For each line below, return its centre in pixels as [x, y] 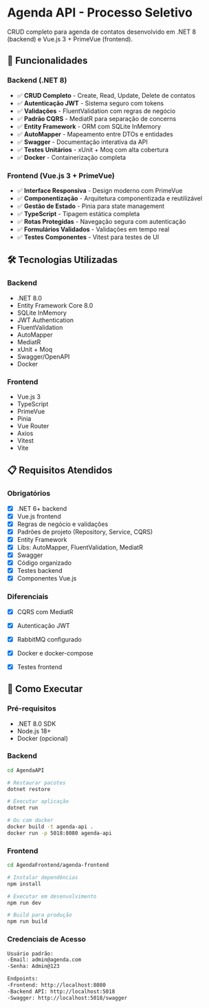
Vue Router [33, 426]
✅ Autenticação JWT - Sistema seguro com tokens [90, 103]
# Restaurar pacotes [37, 783]
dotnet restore [29, 789]
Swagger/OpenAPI [43, 357]
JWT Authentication [45, 320]
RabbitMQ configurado [49, 639]
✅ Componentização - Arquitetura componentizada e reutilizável [110, 198]
